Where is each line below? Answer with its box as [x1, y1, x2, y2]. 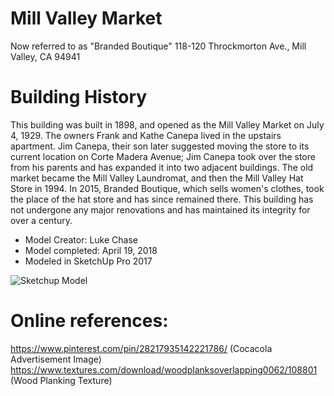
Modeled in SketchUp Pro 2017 [24, 255, 153, 267]
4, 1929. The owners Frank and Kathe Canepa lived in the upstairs [10, 129, 282, 141]
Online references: [10, 310, 169, 332]
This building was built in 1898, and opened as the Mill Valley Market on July [10, 118, 325, 131]
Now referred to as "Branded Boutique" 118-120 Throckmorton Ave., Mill [10, 40, 307, 52]
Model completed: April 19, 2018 [24, 244, 158, 256]
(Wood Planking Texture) [10, 374, 113, 386]
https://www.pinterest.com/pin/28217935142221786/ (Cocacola [10, 342, 273, 354]
